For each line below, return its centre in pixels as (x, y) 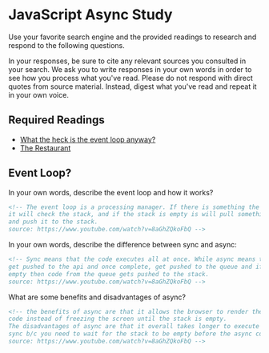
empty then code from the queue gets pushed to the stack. (109, 274)
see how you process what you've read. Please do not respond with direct (131, 78)
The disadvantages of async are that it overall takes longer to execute (134, 327)
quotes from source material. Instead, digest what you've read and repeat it (133, 86)
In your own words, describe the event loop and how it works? (111, 192)
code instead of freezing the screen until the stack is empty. (118, 319)
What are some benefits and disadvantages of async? (97, 297)
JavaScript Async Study (90, 15)
